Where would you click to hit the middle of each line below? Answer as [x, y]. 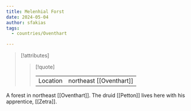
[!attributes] [35, 56]
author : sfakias [26, 22]
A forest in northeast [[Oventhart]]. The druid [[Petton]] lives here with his [96, 96]
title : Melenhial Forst [35, 12]
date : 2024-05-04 [27, 17]
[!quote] [45, 67]
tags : [13, 28]
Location [50, 81]
